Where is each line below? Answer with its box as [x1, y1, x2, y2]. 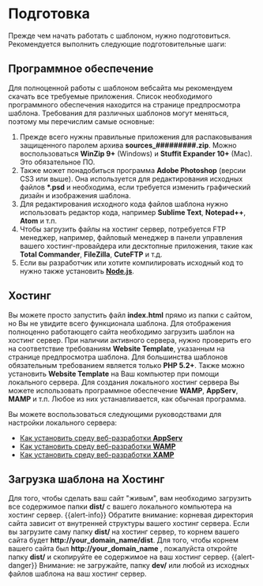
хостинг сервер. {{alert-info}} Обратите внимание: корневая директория [8, 510, 254, 520]
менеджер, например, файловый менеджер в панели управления [19, 232, 243, 242]
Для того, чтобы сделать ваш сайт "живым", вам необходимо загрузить [8, 494, 252, 503]
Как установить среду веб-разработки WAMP [19, 441, 176, 451]
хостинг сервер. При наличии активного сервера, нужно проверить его [8, 335, 251, 344]
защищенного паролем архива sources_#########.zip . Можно [19, 140, 237, 150]
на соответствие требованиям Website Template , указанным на [8, 344, 225, 353]
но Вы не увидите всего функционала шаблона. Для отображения [8, 318, 231, 328]
